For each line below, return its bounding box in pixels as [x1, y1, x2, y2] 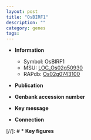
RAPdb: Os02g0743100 [23, 71, 80, 78]
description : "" [6, 19, 46, 25]
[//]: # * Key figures [6, 128, 54, 135]
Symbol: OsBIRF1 [23, 58, 65, 65]
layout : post [6, 8, 38, 15]
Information [14, 46, 45, 54]
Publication [14, 82, 43, 89]
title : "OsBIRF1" [6, 14, 49, 20]
